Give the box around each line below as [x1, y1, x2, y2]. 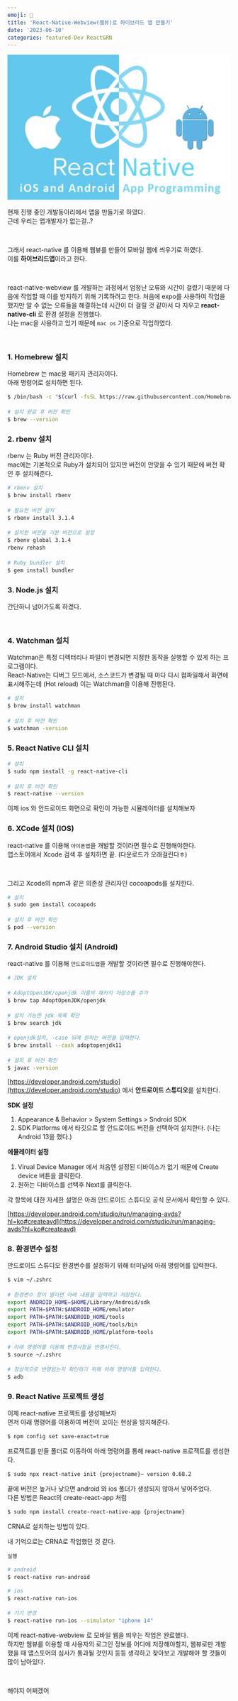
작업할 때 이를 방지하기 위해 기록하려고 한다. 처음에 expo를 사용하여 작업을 [20, 292, 225, 301]
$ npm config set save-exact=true [7, 1433, 110, 1440]
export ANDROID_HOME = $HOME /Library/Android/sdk [7, 1298, 151, 1306]
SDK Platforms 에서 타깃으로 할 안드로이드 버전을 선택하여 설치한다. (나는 [17, 1123, 221, 1132]
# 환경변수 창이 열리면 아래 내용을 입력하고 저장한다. [7, 1291, 143, 1298]
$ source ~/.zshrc [7, 1351, 62, 1358]
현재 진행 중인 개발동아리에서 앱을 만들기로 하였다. [7, 208, 146, 217]
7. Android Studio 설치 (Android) [7, 942, 118, 952]
